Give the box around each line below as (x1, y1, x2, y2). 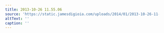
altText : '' (5, 16, 29, 21)
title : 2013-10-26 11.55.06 (5, 7, 62, 12)
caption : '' (5, 20, 29, 26)
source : (5, 12, 21, 16)
